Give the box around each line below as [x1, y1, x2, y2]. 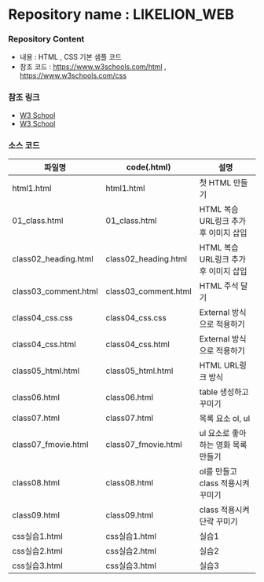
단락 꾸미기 [199, 516, 238, 527]
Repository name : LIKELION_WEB [8, 5, 234, 24]
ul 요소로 [199, 428, 230, 439]
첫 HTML [199, 178, 232, 189]
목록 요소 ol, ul [199, 413, 251, 424]
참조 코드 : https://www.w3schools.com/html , [19, 62, 167, 71]
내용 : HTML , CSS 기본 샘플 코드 [19, 53, 122, 62]
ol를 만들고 [199, 466, 237, 477]
